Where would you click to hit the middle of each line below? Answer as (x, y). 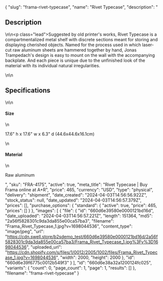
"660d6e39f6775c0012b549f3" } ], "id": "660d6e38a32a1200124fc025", (78, 263)
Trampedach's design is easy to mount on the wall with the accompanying (80, 55)
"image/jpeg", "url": (25, 231)
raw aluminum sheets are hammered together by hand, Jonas (75, 50)
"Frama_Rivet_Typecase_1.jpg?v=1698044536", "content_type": (69, 226)
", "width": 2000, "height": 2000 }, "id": (96, 257)
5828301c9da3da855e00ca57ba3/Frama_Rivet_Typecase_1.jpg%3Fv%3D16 (81, 242)
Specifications (28, 90)
